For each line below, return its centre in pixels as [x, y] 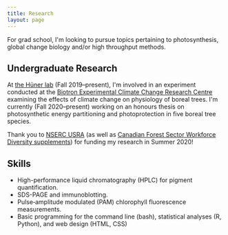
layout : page [26, 20]
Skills [19, 163]
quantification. [38, 188]
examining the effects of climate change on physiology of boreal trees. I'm [113, 100]
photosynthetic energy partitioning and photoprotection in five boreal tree [112, 114]
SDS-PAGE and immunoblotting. [62, 195]
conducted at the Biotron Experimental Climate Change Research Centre [110, 92]
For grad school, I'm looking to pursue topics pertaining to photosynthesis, [113, 39]
